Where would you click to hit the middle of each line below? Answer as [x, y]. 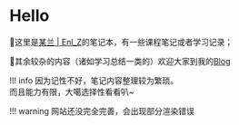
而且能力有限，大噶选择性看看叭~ [72, 91]
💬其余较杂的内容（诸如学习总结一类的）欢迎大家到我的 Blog [120, 61]
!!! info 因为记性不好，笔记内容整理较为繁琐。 [94, 80]
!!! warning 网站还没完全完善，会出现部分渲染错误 [102, 111]
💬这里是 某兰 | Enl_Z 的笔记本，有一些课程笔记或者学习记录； [121, 42]
